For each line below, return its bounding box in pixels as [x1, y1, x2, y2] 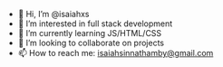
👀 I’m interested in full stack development [17, 18, 173, 29]
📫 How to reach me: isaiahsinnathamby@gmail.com [17, 48, 214, 58]
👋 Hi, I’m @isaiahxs [17, 9, 90, 19]
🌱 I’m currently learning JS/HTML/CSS [17, 28, 162, 38]
